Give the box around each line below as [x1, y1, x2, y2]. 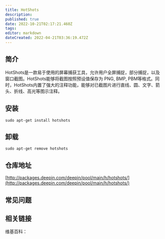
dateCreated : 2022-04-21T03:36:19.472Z [5, 36, 88, 41]
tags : [5, 26, 16, 31]
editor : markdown [5, 31, 41, 36]
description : [5, 12, 32, 17]
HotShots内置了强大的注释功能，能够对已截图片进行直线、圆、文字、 [13, 82, 156, 88]
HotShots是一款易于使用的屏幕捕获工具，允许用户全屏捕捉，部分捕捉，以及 [5, 69, 160, 75]
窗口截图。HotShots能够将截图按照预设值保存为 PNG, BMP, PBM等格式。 [5, 76, 155, 82]
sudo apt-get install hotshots [5, 118, 70, 123]
